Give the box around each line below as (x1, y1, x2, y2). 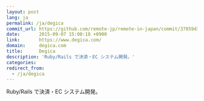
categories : (6, 59, 36, 65)
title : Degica (6, 48, 56, 54)
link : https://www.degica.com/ (6, 37, 102, 43)
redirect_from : (6, 65, 45, 71)
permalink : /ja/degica (6, 20, 64, 26)
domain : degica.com (6, 43, 67, 49)
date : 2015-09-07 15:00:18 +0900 (6, 31, 107, 37)
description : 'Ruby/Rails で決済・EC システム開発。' (6, 54, 135, 60)
